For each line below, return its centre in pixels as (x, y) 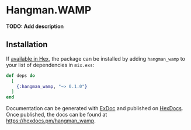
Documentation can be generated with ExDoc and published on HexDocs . (95, 108)
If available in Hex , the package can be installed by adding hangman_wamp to (96, 58)
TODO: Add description (35, 26)
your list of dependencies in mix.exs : (50, 65)
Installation (27, 45)
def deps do (20, 75)
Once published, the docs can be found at (57, 115)
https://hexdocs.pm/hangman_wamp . (51, 121)
